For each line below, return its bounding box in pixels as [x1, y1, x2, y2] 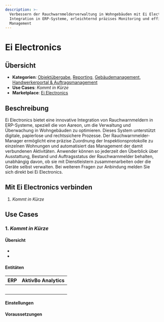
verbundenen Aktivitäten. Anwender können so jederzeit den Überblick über [5, 148, 159, 154]
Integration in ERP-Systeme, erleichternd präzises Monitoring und [9, 16, 150, 21]
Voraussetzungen [5, 311, 42, 317]
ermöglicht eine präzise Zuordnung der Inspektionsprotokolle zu [24, 138, 154, 144]
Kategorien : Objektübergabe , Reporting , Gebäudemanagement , [12, 74, 141, 80]
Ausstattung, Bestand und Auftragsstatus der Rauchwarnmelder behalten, [5, 154, 154, 160]
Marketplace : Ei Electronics [12, 90, 68, 96]
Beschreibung [5, 104, 49, 113]
